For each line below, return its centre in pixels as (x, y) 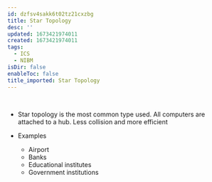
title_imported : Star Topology (54, 80)
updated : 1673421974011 (43, 34)
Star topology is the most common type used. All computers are (111, 114)
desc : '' (20, 27)
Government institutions (63, 173)
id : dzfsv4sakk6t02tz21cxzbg (51, 14)
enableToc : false (33, 74)
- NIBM (23, 61)
